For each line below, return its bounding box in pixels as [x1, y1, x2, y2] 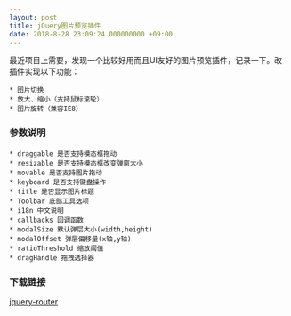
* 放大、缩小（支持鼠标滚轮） [9, 95, 104, 104]
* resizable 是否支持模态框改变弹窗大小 [9, 158, 144, 167]
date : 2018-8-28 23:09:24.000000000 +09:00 [9, 29, 174, 38]
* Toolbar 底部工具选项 [9, 197, 89, 206]
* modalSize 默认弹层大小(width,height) [9, 224, 153, 234]
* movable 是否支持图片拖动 [9, 168, 102, 177]
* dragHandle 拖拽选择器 [9, 253, 95, 263]
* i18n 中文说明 [9, 206, 64, 215]
